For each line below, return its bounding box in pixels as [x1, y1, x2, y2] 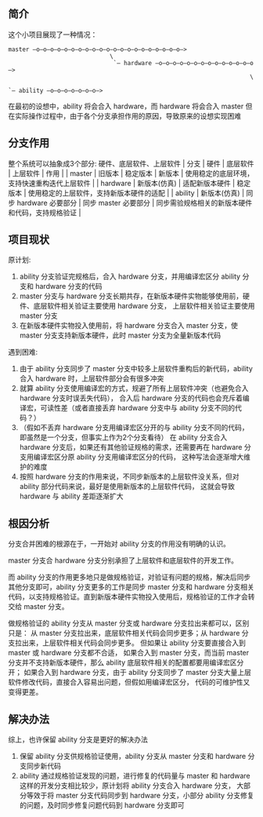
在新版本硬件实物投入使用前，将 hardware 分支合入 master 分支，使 [19, 321, 239, 330]
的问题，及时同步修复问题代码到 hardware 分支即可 [19, 801, 185, 810]
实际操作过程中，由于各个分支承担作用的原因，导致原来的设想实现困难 [14, 111, 241, 120]
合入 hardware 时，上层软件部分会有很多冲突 [19, 374, 164, 383]
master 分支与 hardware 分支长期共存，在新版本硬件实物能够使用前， [19, 291, 243, 301]
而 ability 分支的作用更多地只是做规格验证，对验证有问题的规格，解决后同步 [8, 572, 251, 582]
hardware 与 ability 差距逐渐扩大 [19, 491, 124, 501]
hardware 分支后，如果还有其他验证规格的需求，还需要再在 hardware [19, 443, 243, 452]
